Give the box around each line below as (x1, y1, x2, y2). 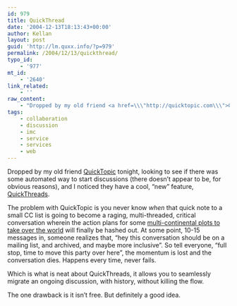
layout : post (7, 37, 46, 44)
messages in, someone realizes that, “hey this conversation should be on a (7, 233, 225, 242)
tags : (7, 109, 23, 116)
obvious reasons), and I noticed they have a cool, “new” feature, (7, 183, 194, 190)
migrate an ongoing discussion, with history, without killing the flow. (7, 277, 205, 286)
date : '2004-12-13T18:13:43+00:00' (7, 23, 112, 30)
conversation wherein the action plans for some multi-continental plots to (7, 219, 221, 226)
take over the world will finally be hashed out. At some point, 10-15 (7, 226, 200, 234)
